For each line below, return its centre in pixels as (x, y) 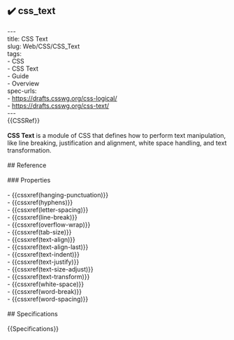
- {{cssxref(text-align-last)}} (48, 247)
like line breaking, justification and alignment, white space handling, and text (117, 143)
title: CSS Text (28, 38)
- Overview (23, 83)
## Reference (27, 165)
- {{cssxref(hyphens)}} (40, 202)
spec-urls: (22, 91)
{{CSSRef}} (24, 120)
